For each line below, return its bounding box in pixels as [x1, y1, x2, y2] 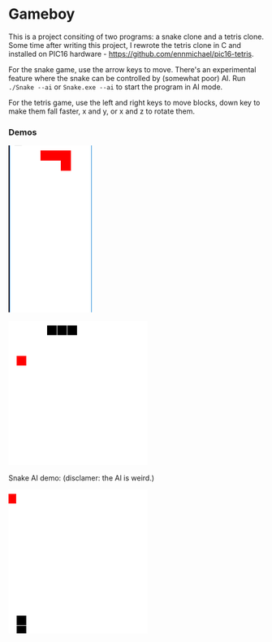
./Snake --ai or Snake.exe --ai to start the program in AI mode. [8, 82, 223, 92]
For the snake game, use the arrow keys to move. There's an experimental [8, 64, 257, 74]
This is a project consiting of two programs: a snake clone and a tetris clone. [8, 32, 264, 41]
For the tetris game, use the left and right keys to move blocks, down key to [8, 97, 261, 107]
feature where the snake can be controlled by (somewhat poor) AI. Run [8, 73, 246, 83]
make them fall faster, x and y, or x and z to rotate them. [8, 106, 196, 116]
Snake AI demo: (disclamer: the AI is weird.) [8, 473, 155, 483]
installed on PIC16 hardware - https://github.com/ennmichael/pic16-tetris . [8, 49, 254, 58]
